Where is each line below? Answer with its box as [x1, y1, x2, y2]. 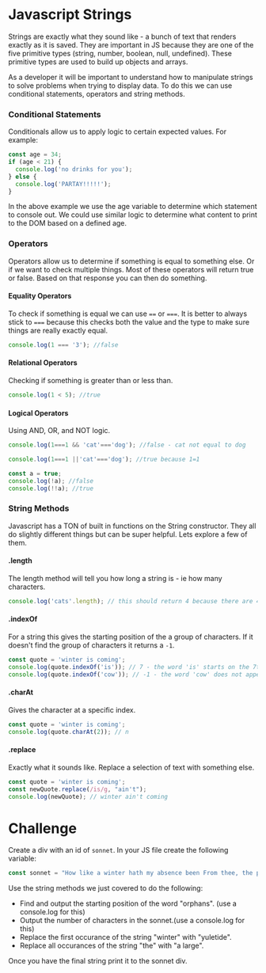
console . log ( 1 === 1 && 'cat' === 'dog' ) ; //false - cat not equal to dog [8, 441, 246, 449]
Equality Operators [8, 291, 72, 301]
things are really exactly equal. [8, 325, 108, 335]
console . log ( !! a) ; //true [8, 485, 93, 492]
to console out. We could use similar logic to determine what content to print [8, 210, 257, 219]
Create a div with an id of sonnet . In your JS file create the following [8, 846, 229, 855]
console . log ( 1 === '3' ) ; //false [8, 340, 119, 349]
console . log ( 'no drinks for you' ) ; [15, 165, 133, 173]
